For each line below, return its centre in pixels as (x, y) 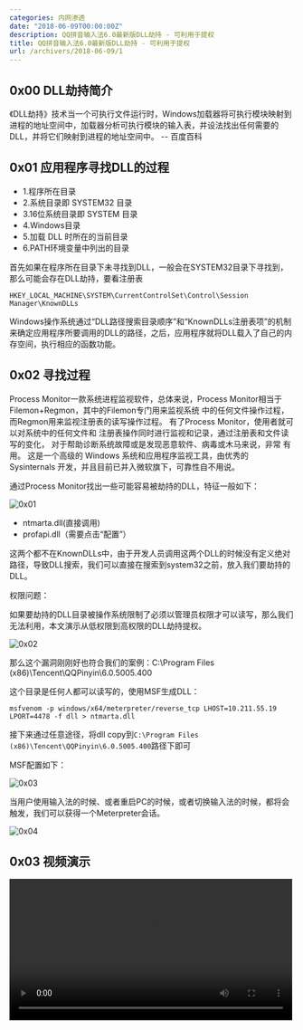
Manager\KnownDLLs (44, 303)
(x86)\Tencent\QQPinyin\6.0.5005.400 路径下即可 (100, 745)
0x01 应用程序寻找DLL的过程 (90, 168)
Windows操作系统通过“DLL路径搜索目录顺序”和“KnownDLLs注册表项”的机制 (151, 321)
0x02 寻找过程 (50, 375)
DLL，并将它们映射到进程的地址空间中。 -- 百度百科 (106, 136)
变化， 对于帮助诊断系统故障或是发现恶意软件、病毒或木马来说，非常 (153, 443)
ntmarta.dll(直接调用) (62, 522)
